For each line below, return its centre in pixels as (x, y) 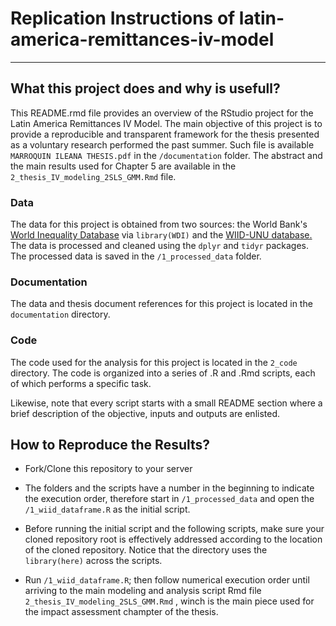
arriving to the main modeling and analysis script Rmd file (143, 591)
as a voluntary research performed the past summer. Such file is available (162, 144)
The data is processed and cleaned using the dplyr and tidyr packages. (159, 246)
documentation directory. (60, 314)
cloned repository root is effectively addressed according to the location (173, 539)
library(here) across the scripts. (93, 561)
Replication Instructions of (123, 18)
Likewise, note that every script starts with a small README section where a (166, 403)
